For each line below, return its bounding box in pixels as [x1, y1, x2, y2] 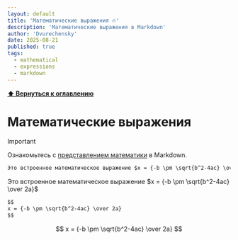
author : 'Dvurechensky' [7, 30, 78, 38]
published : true [7, 43, 55, 50]
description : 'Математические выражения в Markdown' [7, 23, 166, 30]
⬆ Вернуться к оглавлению [7, 89, 94, 98]
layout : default [7, 10, 55, 18]
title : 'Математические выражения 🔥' [7, 17, 120, 24]
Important [7, 137, 36, 146]
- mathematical [13, 57, 59, 64]
